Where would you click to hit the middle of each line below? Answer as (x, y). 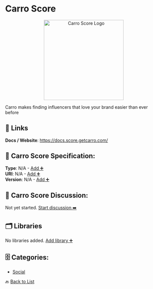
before (12, 112)
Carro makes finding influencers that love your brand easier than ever (76, 107)
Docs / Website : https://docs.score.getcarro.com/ (57, 140)
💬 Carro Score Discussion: (47, 195)
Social (19, 272)
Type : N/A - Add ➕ (24, 168)
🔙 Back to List (20, 281)
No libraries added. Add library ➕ (39, 240)
